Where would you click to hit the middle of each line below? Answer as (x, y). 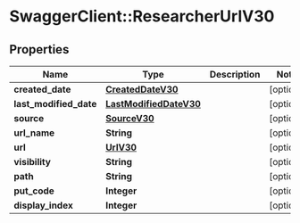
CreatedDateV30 (142, 89)
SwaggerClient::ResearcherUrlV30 (142, 17)
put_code (34, 191)
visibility (33, 162)
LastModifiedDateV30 (153, 104)
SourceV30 (130, 118)
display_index (43, 205)
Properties (39, 50)
